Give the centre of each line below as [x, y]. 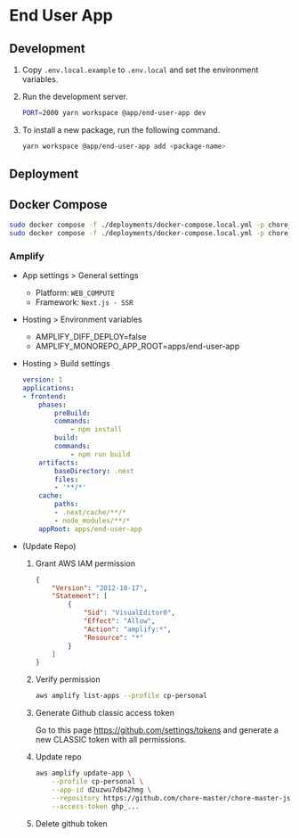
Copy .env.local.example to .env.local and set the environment [140, 70]
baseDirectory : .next [95, 471]
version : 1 [42, 380]
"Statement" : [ [80, 596]
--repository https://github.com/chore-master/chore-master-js [171, 798]
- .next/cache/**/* [90, 513]
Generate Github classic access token [105, 713]
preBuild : [73, 413]
